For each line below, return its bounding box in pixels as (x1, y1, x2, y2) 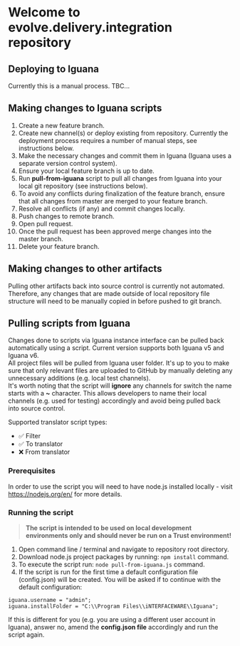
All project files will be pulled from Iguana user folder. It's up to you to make (8, 359, 230, 367)
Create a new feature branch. (18, 121, 105, 129)
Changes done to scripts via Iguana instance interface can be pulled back (8, 336, 225, 345)
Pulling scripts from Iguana (8, 317, 131, 329)
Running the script (8, 507, 74, 517)
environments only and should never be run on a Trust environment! (25, 531, 232, 540)
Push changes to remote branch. (18, 211, 115, 221)
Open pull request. (18, 219, 73, 228)
